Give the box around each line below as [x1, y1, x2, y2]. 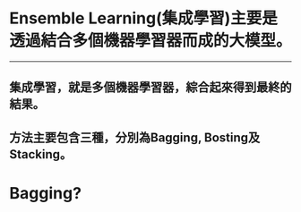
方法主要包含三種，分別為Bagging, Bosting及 [9, 130, 261, 145]
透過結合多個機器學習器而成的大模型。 [9, 30, 293, 51]
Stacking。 [9, 147, 73, 162]
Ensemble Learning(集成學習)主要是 [9, 8, 278, 29]
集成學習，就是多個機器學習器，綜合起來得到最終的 [9, 80, 292, 95]
